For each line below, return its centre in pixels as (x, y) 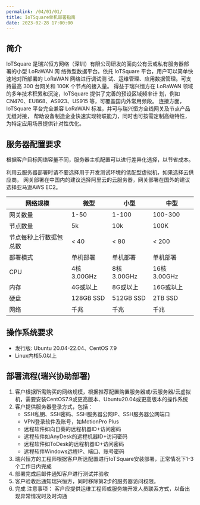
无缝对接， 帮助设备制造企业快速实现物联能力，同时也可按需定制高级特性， (98, 116)
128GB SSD (88, 298)
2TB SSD (165, 298)
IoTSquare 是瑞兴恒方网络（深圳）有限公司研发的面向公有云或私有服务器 (95, 64)
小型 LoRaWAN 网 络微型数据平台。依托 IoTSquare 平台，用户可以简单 (102, 72)
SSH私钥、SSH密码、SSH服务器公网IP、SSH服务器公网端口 (97, 414)
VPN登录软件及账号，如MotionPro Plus (71, 422)
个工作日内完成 (33, 466)
